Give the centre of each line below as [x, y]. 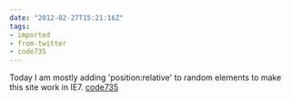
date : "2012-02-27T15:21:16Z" [67, 18]
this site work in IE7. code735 [64, 87]
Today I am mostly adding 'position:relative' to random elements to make [145, 77]
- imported [30, 35]
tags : [20, 26]
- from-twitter [38, 43]
